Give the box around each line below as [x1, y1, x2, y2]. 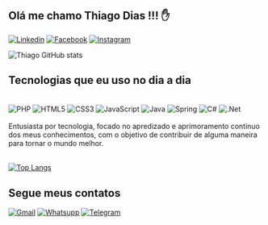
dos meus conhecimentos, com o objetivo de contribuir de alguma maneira [8, 130, 258, 140]
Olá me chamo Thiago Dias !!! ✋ [8, 9, 170, 23]
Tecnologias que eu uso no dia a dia [8, 73, 191, 87]
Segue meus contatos [8, 186, 121, 200]
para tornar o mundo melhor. [8, 139, 104, 148]
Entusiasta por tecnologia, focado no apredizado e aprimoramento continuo [8, 122, 260, 131]
